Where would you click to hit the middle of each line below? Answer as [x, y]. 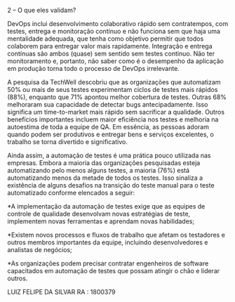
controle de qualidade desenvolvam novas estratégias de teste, [99, 214]
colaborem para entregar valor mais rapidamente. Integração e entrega [110, 46]
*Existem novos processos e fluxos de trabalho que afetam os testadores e [116, 235]
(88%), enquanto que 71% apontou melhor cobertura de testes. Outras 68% [117, 97]
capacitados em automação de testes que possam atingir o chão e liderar [114, 271]
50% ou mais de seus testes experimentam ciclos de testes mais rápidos [113, 90]
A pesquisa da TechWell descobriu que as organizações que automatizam [114, 82]
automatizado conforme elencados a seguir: [71, 193]
